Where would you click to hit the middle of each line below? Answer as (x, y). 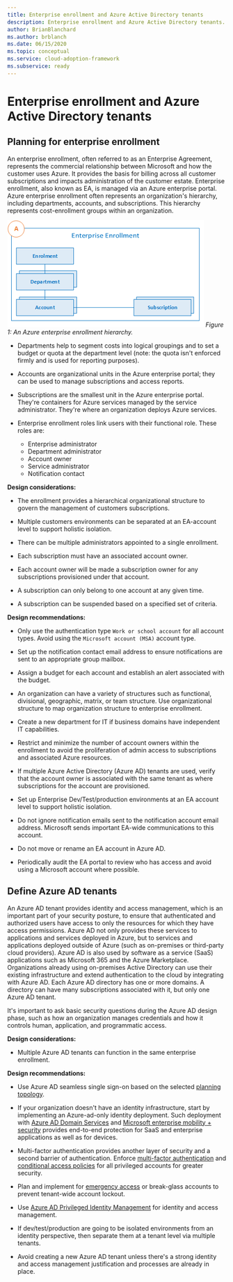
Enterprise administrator (62, 444)
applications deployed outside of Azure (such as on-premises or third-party (115, 945)
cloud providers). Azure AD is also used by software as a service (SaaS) (110, 952)
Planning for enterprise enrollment (83, 142)
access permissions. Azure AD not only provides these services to (102, 930)
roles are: (31, 430)
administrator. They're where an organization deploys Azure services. (117, 409)
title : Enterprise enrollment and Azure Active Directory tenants (105, 15)
